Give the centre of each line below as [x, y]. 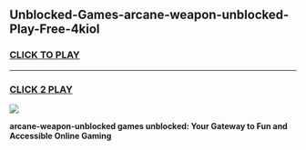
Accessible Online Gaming [61, 135]
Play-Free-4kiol [55, 30]
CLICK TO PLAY [45, 55]
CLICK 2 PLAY [41, 89]
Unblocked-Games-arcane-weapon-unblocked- [149, 15]
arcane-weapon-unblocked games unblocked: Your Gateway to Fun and [149, 125]
